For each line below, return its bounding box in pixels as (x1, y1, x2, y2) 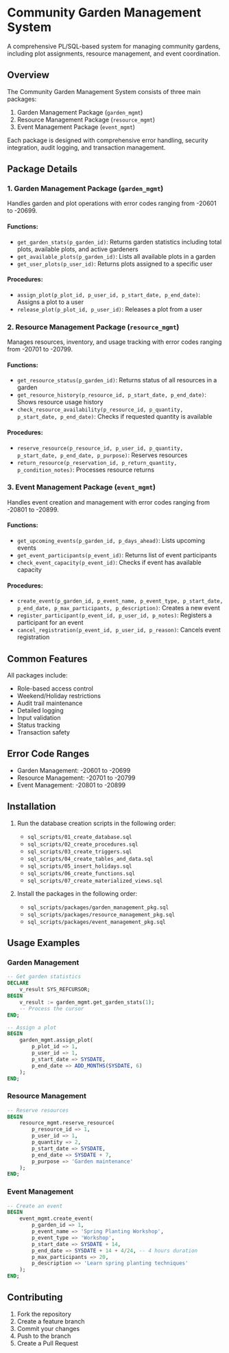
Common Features (7, 653, 88, 664)
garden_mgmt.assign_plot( (19, 1037, 94, 1044)
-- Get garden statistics (7, 973, 81, 980)
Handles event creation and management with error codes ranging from (7, 498, 210, 506)
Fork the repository (16, 1310, 72, 1318)
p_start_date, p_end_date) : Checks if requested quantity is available (16, 413, 213, 421)
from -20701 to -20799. (7, 345, 73, 354)
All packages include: (7, 671, 68, 680)
